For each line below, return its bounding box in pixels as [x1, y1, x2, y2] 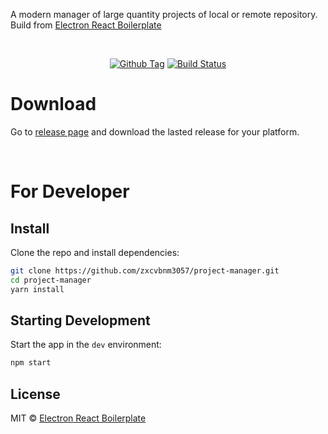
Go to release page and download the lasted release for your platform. [10, 125, 300, 138]
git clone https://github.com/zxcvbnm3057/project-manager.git [10, 265, 280, 276]
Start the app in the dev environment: [10, 339, 162, 351]
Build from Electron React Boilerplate [10, 19, 162, 31]
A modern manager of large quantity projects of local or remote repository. [10, 9, 318, 20]
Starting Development [10, 312, 151, 329]
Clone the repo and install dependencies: [10, 246, 180, 258]
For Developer [10, 180, 130, 203]
